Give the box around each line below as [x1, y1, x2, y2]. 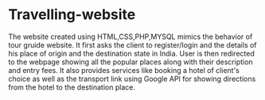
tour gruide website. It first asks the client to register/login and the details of [8, 40, 257, 49]
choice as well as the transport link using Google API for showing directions [8, 74, 256, 83]
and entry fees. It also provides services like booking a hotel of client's [8, 65, 240, 75]
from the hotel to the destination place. [8, 82, 135, 92]
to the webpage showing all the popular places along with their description [8, 57, 253, 67]
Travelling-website [8, 6, 136, 24]
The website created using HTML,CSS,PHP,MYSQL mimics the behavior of [8, 32, 253, 41]
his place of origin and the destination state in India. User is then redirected [8, 48, 255, 58]
